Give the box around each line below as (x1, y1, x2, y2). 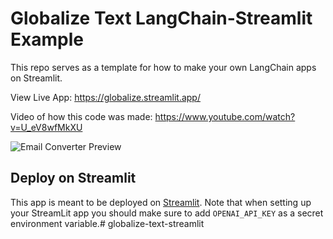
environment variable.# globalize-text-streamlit (10, 217, 205, 229)
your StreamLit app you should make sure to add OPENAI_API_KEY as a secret (10, 207, 324, 219)
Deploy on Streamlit (10, 170, 137, 187)
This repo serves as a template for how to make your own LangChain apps (10, 61, 317, 73)
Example (10, 28, 84, 51)
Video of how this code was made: (10, 110, 153, 122)
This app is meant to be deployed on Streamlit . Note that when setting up (10, 196, 312, 208)
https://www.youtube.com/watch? (154, 110, 296, 122)
